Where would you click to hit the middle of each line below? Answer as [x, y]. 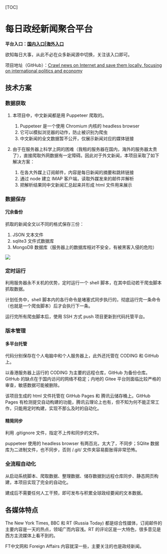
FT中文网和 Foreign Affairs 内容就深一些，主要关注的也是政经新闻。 [74, 546]
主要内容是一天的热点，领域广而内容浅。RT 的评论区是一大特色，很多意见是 [83, 529]
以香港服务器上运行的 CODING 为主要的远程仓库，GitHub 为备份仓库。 [78, 373]
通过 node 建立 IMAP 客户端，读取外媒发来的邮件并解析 [77, 178]
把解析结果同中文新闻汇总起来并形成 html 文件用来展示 [76, 184]
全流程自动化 [21, 464]
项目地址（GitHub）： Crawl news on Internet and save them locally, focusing [83, 65]
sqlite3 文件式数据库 [33, 241]
